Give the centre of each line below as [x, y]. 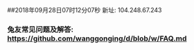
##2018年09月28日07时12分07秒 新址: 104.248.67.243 [85, 10]
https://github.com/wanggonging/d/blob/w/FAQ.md [97, 38]
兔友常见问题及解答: [41, 29]
